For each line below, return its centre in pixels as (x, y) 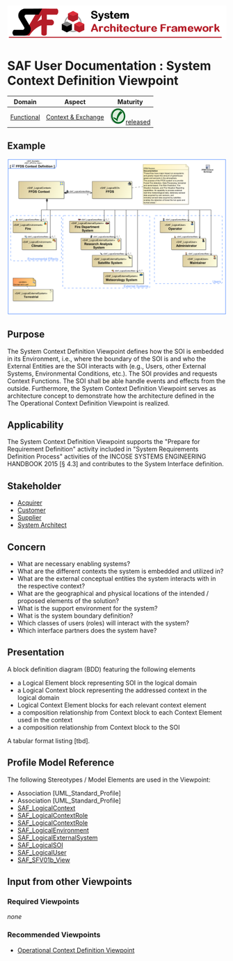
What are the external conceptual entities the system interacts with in (116, 579)
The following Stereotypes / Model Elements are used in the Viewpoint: (109, 780)
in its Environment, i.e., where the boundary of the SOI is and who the (107, 359)
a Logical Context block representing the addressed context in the (112, 690)
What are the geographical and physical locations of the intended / (113, 593)
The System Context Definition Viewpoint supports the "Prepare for (104, 442)
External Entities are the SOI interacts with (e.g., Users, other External (107, 366)
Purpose (26, 335)
